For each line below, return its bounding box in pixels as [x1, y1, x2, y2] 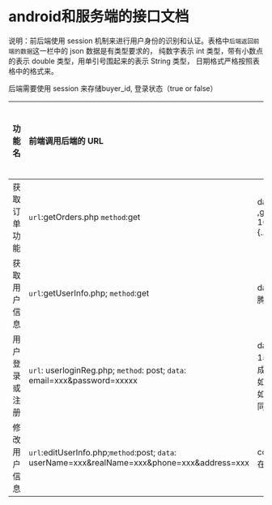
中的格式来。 [15, 66, 58, 76]
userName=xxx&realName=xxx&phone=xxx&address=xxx [28, 456, 249, 468]
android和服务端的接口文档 [8, 7, 189, 26]
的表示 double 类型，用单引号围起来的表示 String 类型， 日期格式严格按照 [8, 56, 253, 66]
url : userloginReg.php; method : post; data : [28, 365, 186, 376]
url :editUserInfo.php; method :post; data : [28, 447, 176, 458]
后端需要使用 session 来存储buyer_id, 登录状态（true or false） [8, 83, 218, 93]
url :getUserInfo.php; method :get [28, 287, 150, 299]
